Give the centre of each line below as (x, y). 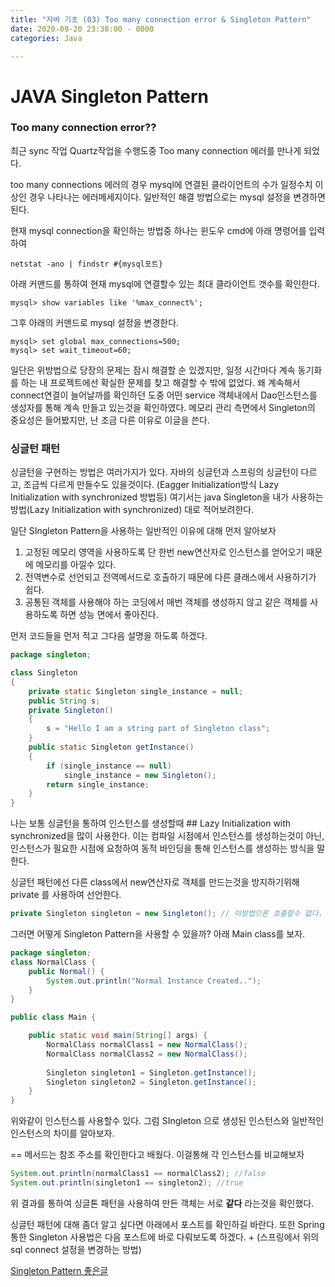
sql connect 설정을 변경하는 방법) (76, 1249)
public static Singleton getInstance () (111, 747)
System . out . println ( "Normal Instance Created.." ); (154, 981)
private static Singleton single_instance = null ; (136, 691)
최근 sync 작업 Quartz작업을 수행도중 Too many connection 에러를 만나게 (156, 150)
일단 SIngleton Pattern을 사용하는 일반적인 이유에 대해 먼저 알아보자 (143, 531)
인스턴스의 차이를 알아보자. (62, 1133)
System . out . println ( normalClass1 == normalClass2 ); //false (138, 1174)
